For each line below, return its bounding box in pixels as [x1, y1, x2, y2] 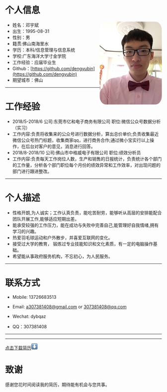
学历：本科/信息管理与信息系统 [12, 47, 76, 53]
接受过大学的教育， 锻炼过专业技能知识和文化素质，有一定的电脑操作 [12, 241, 153, 247]
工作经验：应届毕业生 [12, 59, 56, 65]
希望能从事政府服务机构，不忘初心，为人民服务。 [12, 253, 113, 259]
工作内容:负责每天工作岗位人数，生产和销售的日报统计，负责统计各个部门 [12, 155, 162, 162]
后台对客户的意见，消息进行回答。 [25, 143, 95, 149]
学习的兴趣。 [12, 228, 39, 234]
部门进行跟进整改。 [12, 168, 52, 174]
